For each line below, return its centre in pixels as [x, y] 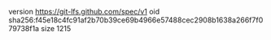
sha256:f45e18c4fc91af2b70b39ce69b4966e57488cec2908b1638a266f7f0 [136, 20]
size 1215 [56, 28]
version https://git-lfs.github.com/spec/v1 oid [84, 12]
